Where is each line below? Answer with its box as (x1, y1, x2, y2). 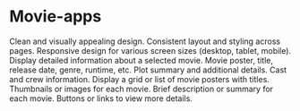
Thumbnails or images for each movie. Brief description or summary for (9, 83, 274, 94)
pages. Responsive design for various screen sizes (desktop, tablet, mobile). (9, 45, 292, 55)
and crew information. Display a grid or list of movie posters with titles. (9, 73, 270, 84)
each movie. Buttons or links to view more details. (9, 92, 193, 104)
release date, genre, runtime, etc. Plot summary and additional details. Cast (9, 64, 287, 75)
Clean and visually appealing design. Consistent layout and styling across (9, 36, 280, 47)
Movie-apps (9, 6, 102, 27)
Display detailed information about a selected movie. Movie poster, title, (9, 55, 274, 65)
